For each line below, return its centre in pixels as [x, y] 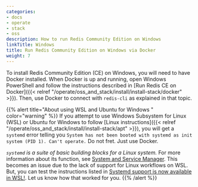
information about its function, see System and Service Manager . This [92, 159]
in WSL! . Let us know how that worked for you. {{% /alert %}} [82, 178]
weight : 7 [18, 56]
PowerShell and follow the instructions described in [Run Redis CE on [91, 85]
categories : [21, 12]
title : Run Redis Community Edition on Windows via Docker [81, 50]
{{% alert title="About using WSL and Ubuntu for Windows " [80, 109]
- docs [14, 17]
